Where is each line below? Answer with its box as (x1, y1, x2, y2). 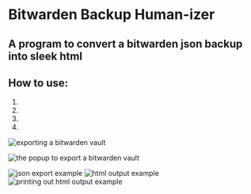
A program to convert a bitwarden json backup (8, 37, 243, 51)
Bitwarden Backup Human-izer (8, 6, 215, 24)
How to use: (8, 76, 69, 89)
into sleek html (8, 49, 83, 63)
